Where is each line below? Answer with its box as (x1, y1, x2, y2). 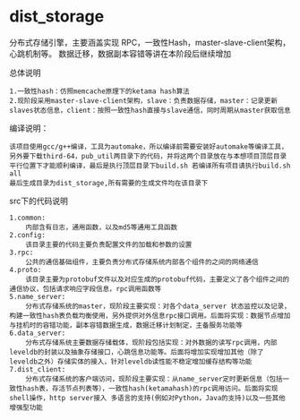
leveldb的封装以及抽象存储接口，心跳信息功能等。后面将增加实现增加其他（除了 (9, 347, 264, 356)
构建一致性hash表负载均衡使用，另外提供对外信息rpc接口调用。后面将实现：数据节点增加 (9, 311, 291, 320)
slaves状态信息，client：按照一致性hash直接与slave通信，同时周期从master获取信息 (9, 106, 291, 115)
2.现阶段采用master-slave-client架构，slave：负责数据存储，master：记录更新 (9, 96, 278, 105)
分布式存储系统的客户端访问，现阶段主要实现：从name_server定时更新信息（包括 (25, 374, 283, 383)
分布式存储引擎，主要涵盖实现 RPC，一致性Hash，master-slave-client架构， (9, 37, 291, 47)
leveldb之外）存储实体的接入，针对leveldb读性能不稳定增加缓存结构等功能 (9, 356, 253, 366)
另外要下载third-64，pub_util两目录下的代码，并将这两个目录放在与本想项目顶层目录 (9, 151, 287, 160)
